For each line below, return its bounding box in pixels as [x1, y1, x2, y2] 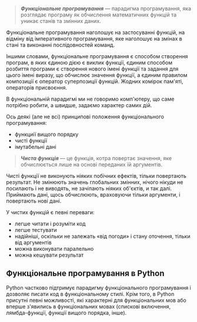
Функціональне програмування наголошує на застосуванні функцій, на [6, 29, 185, 36]
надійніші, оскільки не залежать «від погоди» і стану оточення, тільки [14, 233, 191, 240]
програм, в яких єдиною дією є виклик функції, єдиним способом [6, 59, 173, 66]
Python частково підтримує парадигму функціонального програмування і [6, 284, 191, 291]
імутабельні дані [14, 144, 57, 150]
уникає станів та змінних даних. [20, 18, 101, 24]
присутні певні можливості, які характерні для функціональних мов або [6, 297, 187, 304]
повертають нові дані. [6, 197, 62, 204]
